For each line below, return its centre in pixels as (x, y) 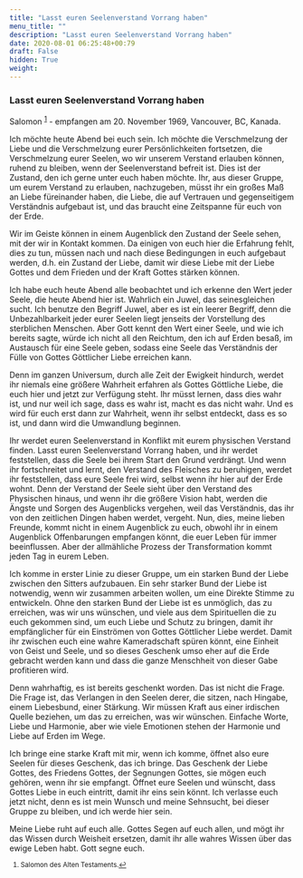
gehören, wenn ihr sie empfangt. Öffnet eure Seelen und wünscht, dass (142, 782)
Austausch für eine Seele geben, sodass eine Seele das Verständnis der (144, 347)
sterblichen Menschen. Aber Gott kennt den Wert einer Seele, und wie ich (147, 328)
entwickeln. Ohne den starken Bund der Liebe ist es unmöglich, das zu (141, 602)
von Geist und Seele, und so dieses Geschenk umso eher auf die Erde (139, 650)
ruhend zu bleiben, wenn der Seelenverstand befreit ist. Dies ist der (135, 168)
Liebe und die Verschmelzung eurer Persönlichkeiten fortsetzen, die (136, 148)
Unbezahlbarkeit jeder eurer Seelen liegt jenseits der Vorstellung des (137, 318)
